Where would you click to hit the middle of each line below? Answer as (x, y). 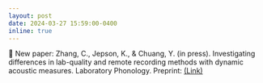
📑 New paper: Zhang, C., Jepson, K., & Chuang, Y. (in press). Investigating (132, 54)
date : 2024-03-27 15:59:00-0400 (63, 23)
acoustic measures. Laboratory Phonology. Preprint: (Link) (106, 71)
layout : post (30, 16)
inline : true (30, 31)
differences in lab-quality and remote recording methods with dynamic (126, 62)
